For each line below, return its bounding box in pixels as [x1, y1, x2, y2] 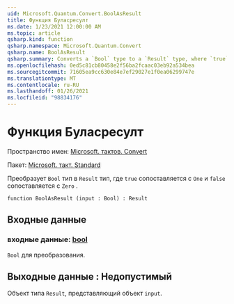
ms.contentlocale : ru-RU [7, 81, 79, 88]
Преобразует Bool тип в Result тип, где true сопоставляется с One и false [7, 174, 226, 182]
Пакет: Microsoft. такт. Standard [7, 161, 101, 169]
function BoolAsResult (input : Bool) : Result [7, 195, 148, 202]
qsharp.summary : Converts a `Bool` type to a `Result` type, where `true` [7, 56, 229, 63]
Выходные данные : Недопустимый [7, 271, 173, 282]
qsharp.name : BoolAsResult [7, 49, 86, 56]
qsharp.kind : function [7, 36, 73, 43]
